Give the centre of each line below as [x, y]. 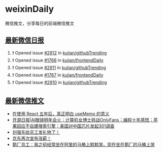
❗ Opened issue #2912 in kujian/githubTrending [60, 53]
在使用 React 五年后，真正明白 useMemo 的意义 [61, 114]
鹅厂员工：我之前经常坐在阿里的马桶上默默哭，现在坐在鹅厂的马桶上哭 [83, 144]
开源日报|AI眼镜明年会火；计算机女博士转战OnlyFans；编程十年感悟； [83, 120]
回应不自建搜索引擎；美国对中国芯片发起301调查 [65, 126]
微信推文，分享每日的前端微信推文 [40, 23]
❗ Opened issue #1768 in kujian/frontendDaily [58, 60]
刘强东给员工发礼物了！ [36, 132]
